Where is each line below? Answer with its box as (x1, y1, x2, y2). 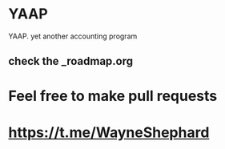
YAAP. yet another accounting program (8, 31, 138, 41)
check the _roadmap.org (8, 54, 134, 68)
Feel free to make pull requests (8, 87, 218, 105)
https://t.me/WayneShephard (8, 123, 210, 141)
